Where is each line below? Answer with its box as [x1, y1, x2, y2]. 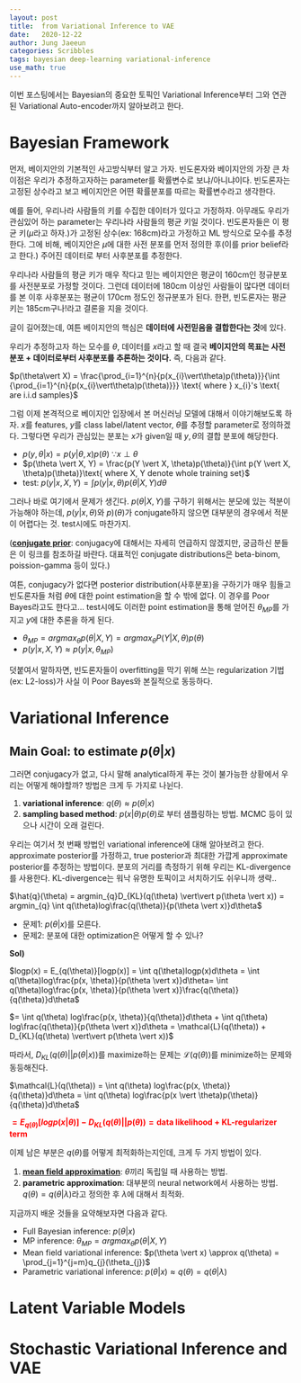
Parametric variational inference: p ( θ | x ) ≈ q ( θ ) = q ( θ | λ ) [22, 1266, 227, 1277]
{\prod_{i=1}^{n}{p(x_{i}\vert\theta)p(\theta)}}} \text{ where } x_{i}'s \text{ [9, 380, 280, 391]
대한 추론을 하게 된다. [40, 614, 115, 625]
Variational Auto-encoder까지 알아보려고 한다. [18, 100, 184, 111]
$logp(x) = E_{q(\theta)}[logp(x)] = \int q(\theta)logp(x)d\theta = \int [9, 965, 261, 976]
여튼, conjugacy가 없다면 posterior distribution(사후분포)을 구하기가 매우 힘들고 [9, 579, 292, 589]
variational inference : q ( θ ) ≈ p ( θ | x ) [22, 798, 155, 809]
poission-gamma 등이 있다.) [9, 560, 111, 570]
